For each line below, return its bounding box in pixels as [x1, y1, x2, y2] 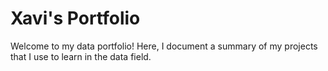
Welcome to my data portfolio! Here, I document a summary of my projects [10, 40, 318, 52]
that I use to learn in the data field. [10, 50, 152, 62]
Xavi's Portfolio [10, 7, 141, 30]
